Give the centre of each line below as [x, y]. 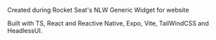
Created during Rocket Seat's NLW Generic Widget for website [98, 10]
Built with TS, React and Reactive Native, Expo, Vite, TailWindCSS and [108, 23]
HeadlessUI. [25, 31]
